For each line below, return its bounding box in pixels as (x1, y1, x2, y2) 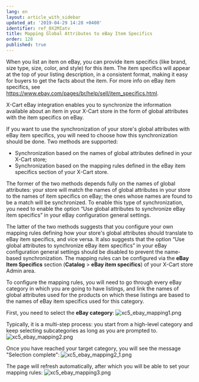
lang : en (6, 8, 28, 15)
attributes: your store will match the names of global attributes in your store (6, 186, 191, 193)
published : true (6, 42, 46, 48)
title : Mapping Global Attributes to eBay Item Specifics (6, 31, 153, 37)
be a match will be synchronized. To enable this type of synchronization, (6, 198, 184, 206)
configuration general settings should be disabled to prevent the (6, 248, 163, 255)
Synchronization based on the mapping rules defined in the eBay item (14, 162, 186, 169)
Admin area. (6, 267, 36, 274)
